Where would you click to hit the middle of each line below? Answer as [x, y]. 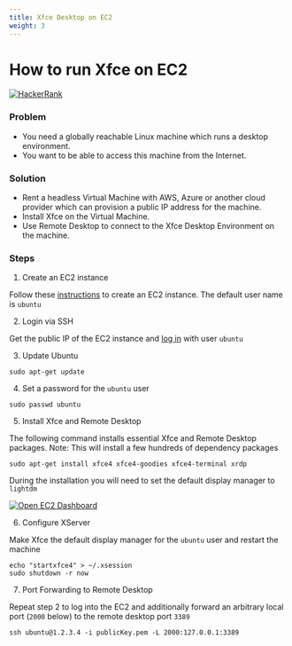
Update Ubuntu [50, 356]
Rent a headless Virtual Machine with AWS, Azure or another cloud [143, 198]
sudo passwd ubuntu [45, 405]
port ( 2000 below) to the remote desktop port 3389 [100, 617]
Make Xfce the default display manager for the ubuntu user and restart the [144, 540]
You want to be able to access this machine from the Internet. [134, 155]
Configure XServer [56, 523]
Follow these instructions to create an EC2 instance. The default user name [146, 295]
